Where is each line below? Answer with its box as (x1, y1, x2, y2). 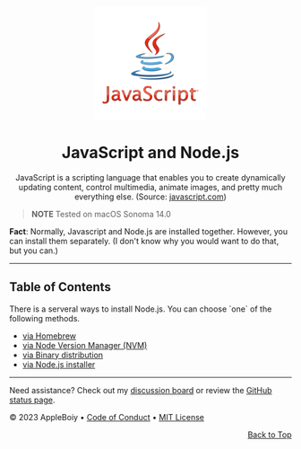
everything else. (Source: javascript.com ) (74, 191, 227, 202)
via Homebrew (21, 330, 77, 341)
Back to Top (247, 429, 292, 440)
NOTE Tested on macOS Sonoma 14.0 (30, 208, 172, 219)
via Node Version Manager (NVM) (21, 339, 148, 350)
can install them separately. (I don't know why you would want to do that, (9, 235, 279, 246)
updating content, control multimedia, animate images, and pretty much (18, 181, 283, 192)
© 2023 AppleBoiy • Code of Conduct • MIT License (9, 411, 204, 422)
